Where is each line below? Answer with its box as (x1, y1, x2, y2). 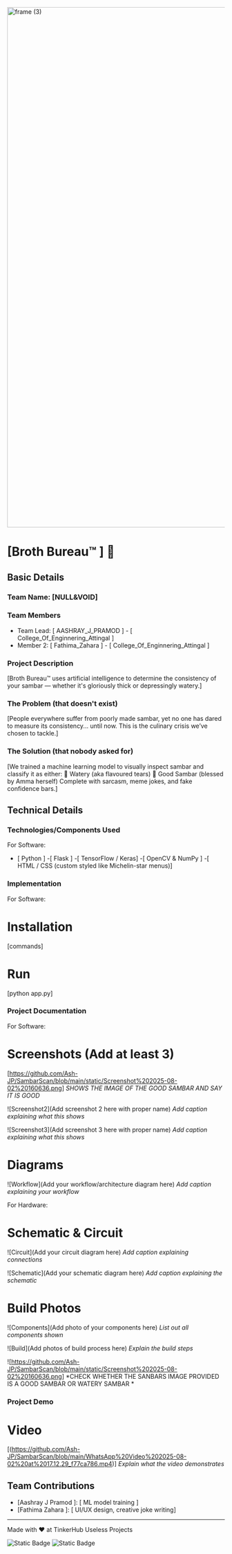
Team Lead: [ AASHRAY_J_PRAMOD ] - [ (17, 626, 133, 634)
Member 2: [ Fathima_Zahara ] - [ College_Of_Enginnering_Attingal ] (17, 641, 210, 650)
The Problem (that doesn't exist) (7, 699, 118, 708)
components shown (7, 1330, 64, 1339)
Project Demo (7, 1397, 54, 1406)
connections (7, 1255, 43, 1263)
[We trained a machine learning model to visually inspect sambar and (7, 762, 204, 771)
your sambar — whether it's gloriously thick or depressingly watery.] (7, 681, 202, 690)
